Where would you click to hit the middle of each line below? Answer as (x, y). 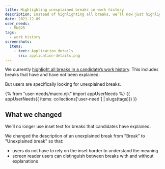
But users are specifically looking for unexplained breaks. (63, 84)
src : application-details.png (49, 55)
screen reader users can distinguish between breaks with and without (83, 156)
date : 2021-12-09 (23, 19)
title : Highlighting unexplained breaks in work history (65, 10)
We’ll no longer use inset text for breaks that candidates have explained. (78, 127)
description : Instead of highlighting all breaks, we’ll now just (74, 14)
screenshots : (18, 42)
